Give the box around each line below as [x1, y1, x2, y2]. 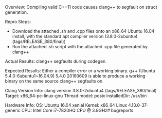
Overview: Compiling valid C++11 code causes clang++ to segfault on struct [5, 4, 157, 10]
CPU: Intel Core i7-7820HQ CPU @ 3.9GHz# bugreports [21, 107, 134, 113]
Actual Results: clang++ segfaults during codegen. [5, 59, 107, 64]
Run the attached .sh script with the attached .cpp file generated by [12, 44, 148, 49]
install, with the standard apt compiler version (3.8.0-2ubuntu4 [12, 34, 138, 39]
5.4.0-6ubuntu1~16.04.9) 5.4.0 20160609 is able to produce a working [5, 73, 145, 79]
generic [5, 107, 20, 113]
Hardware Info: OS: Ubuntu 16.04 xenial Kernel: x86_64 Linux [5, 102, 127, 108]
